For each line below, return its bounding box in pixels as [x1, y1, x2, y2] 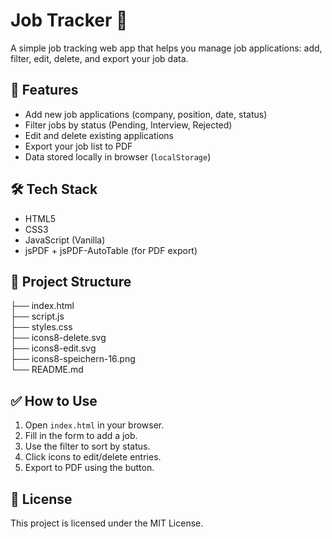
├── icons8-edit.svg [10, 342, 97, 354]
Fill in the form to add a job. [24, 430, 138, 442]
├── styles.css [10, 321, 73, 333]
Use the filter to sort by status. [24, 440, 151, 453]
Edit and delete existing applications [24, 129, 175, 141]
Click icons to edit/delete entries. [24, 451, 162, 463]
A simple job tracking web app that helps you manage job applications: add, [10, 42, 323, 54]
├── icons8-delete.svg [10, 332, 107, 344]
